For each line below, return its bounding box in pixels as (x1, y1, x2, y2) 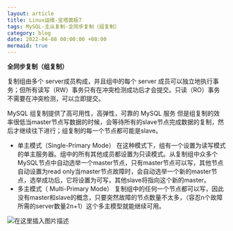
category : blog (7, 29, 51, 37)
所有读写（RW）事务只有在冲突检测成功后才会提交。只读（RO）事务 (25, 86, 221, 94)
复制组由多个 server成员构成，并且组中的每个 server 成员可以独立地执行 (7, 77, 213, 85)
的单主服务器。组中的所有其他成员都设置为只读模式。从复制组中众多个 (17, 150, 218, 158)
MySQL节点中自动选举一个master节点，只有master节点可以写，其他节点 (17, 159, 224, 166)
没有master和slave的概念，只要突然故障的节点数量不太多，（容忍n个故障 (17, 194, 223, 201)
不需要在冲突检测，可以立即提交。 (7, 94, 105, 103)
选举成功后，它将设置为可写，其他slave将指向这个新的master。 (29, 176, 210, 184)
